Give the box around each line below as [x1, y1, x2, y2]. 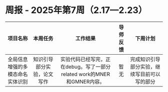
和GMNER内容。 [66, 78, 105, 85]
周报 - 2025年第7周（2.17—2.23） [5, 4, 147, 16]
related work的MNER [60, 71, 110, 78]
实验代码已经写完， [60, 56, 106, 63]
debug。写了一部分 [65, 63, 111, 70]
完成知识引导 [129, 56, 160, 63]
